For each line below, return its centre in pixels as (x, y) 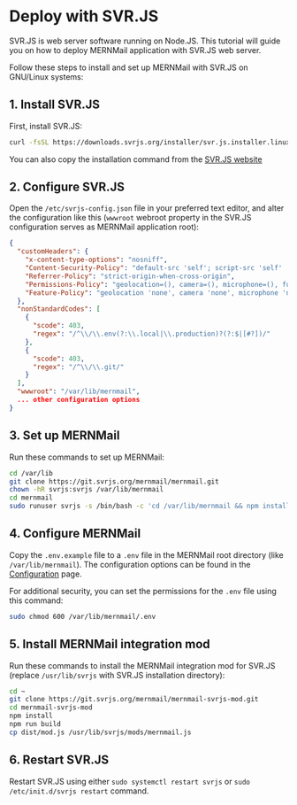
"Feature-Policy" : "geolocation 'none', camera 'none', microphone (152, 293)
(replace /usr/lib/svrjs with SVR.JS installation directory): (117, 675)
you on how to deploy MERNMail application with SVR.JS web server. (135, 50)
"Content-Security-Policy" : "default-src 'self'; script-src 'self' (154, 268)
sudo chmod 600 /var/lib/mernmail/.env (83, 616)
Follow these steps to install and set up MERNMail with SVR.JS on (129, 67)
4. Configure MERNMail (75, 534)
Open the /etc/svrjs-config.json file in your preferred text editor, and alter (147, 208)
